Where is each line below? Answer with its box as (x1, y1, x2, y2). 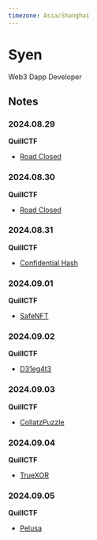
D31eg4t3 (19, 364, 52, 374)
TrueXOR (19, 470, 50, 480)
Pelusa (19, 523, 42, 533)
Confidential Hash (19, 258, 79, 268)
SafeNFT (19, 311, 49, 321)
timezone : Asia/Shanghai (8, 11, 90, 20)
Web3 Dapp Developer (8, 72, 82, 82)
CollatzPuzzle (19, 417, 65, 427)
